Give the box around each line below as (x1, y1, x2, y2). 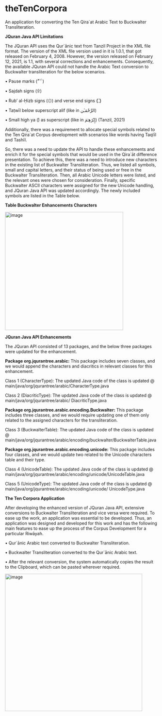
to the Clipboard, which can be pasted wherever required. (5, 564, 121, 570)
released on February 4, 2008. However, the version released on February (5, 53, 153, 59)
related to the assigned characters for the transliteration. (5, 417, 118, 423)
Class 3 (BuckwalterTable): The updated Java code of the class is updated (5, 426, 154, 433)
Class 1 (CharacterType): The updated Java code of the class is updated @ (5, 378, 155, 384)
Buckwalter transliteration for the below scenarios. (5, 69, 106, 74)
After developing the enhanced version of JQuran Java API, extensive (5, 505, 145, 510)
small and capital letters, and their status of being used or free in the (5, 167, 142, 173)
